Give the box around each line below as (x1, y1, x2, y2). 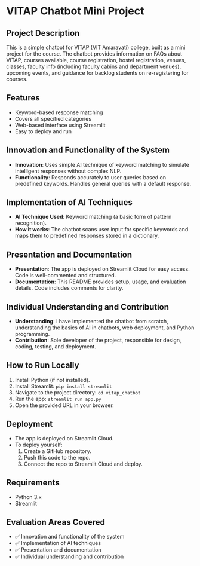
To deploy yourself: (14, 441, 63, 448)
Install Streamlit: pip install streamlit (14, 383, 112, 390)
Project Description (6, 28, 80, 38)
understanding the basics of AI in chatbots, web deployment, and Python (14, 324, 195, 331)
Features (6, 93, 40, 103)
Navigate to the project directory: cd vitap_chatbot (14, 388, 141, 396)
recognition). (14, 219, 47, 227)
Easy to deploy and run (14, 127, 72, 135)
